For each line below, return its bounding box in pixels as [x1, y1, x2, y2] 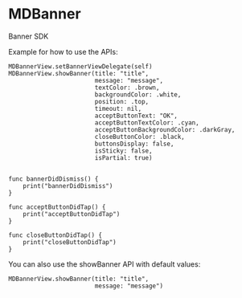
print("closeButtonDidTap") [23, 238, 117, 246]
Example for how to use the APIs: [8, 47, 118, 56]
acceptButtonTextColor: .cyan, [94, 118, 199, 127]
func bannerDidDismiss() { [8, 174, 99, 183]
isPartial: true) [94, 153, 153, 161]
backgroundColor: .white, [94, 90, 182, 99]
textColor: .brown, [94, 84, 160, 92]
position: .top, [94, 97, 150, 105]
